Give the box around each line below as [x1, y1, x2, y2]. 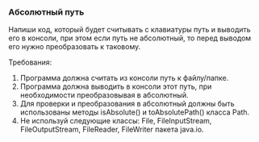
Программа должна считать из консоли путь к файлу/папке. [19, 73, 229, 83]
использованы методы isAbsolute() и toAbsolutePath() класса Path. [19, 107, 250, 117]
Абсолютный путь [8, 6, 85, 18]
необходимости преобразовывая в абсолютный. [19, 90, 189, 100]
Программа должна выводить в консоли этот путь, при [19, 81, 212, 91]
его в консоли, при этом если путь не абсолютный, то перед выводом [8, 33, 252, 43]
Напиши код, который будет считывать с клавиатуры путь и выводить [8, 25, 252, 35]
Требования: [8, 57, 52, 67]
